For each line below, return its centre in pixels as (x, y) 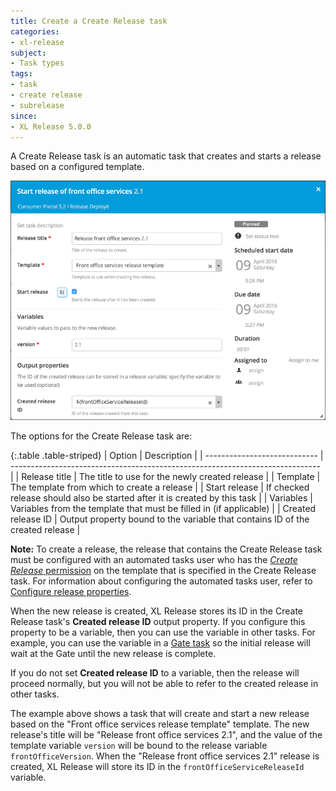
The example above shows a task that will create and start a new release (160, 714)
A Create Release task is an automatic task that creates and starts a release (166, 156)
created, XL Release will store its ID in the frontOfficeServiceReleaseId (157, 767)
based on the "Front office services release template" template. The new (160, 724)
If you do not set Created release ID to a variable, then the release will (155, 673)
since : (24, 116)
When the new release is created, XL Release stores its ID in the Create (156, 611)
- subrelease (37, 105)
